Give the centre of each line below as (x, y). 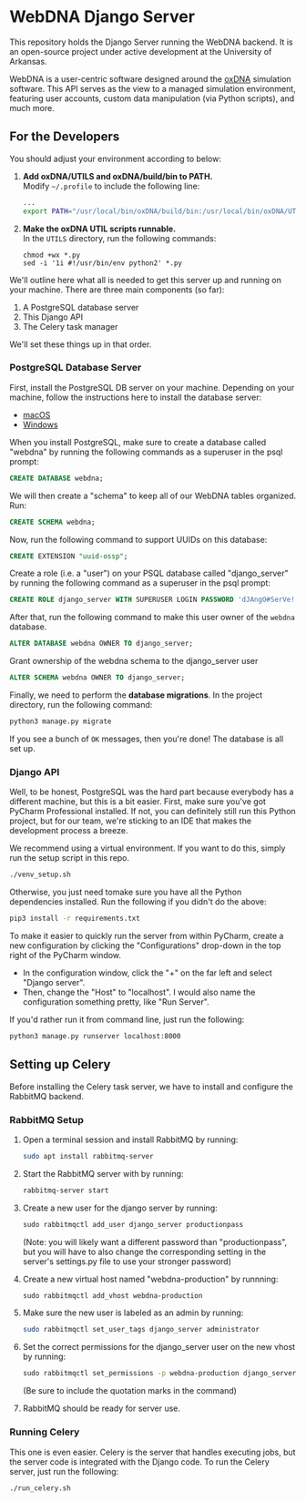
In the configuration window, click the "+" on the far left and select (148, 973)
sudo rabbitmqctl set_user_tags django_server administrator (141, 1330)
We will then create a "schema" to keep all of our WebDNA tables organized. (153, 496)
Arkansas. (28, 61)
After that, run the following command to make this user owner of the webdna (153, 618)
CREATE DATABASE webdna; (56, 478)
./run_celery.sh (40, 1488)
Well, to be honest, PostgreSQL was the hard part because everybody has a (152, 792)
